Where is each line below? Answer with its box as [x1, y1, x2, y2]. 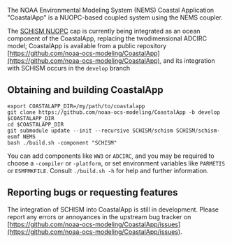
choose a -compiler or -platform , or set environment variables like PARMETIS [7, 159, 226, 167]
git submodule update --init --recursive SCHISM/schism [7, 127, 173, 134]
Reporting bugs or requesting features [7, 186, 178, 198]
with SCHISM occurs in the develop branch [7, 64, 131, 72]
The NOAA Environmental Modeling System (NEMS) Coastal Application [7, 6, 215, 14]
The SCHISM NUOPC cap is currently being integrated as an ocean [7, 27, 201, 35]
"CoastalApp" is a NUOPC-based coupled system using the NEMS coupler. [7, 13, 224, 22]
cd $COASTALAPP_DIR [7, 121, 64, 128]
